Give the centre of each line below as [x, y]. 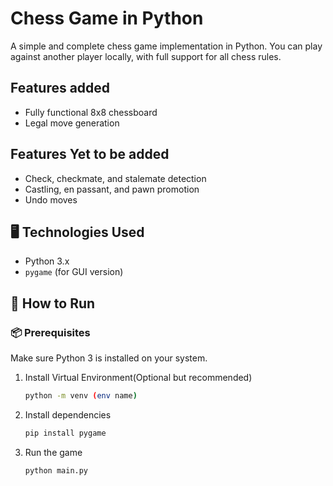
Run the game [53, 452]
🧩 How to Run [53, 303]
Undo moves [51, 199]
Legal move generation [72, 123]
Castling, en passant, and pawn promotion [112, 189]
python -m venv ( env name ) [81, 396]
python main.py [56, 470]
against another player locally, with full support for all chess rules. [146, 56]
